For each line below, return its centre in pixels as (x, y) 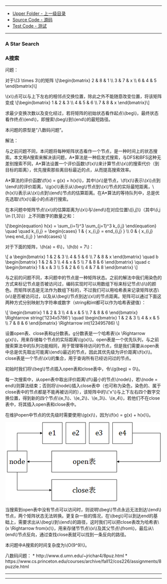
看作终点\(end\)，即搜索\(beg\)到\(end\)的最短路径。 (59, 120)
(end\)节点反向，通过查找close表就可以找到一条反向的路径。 (67, 535)
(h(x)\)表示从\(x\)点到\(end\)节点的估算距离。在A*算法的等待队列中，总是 (80, 193)
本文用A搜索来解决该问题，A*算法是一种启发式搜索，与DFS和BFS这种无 (87, 157)
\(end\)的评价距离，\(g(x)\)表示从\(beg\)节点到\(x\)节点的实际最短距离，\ (80, 187)
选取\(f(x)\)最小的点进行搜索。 (40, 199)
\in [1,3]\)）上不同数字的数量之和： (41, 216)
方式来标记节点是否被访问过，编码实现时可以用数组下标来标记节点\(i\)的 (79, 284)
